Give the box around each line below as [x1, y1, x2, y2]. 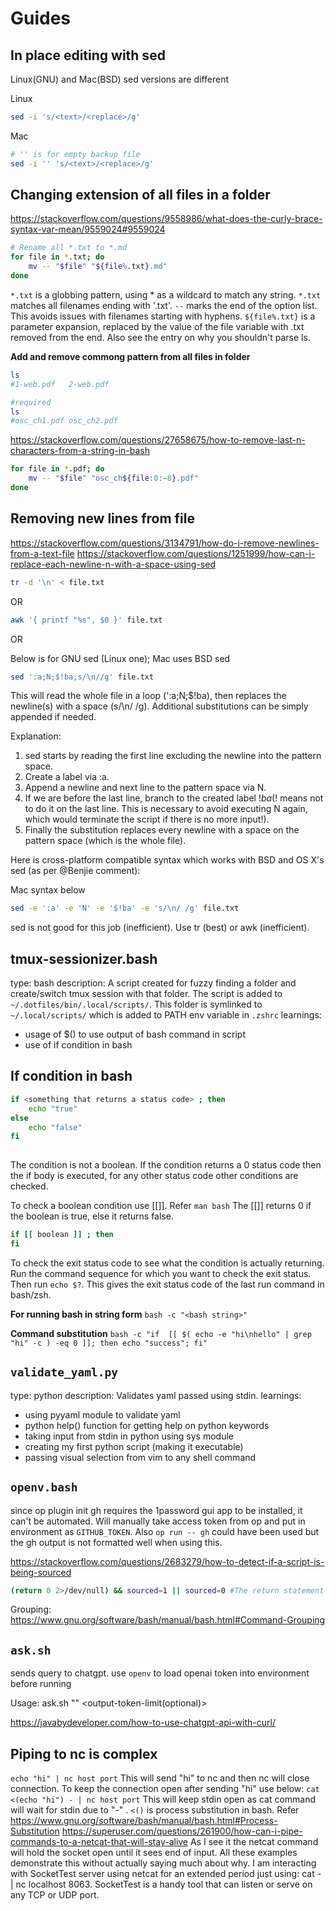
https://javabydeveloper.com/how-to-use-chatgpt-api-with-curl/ [10, 1717, 276, 1729]
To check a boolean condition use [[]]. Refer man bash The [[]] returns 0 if [10, 1200, 312, 1212]
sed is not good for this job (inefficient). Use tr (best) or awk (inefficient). [10, 922, 310, 934]
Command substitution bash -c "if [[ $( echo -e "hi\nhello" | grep [10, 1327, 312, 1339]
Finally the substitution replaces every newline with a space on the [24, 824, 300, 836]
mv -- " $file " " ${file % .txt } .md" [28, 262, 168, 272]
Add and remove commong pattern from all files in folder [10, 350, 251, 362]
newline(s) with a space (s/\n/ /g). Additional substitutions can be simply [10, 700, 309, 712]
